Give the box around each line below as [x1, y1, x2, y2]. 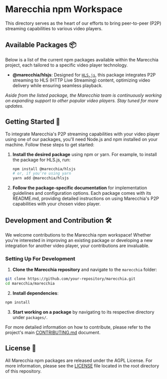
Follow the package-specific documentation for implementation [12, 185, 147, 191]
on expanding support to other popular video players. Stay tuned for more [5, 97, 159, 104]
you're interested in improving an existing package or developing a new [5, 238, 153, 243]
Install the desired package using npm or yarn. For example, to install [12, 151, 157, 157]
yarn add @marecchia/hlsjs [12, 176, 69, 181]
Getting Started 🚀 [5, 117, 61, 126]
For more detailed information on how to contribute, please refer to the [5, 324, 151, 330]
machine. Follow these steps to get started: [5, 141, 94, 147]
